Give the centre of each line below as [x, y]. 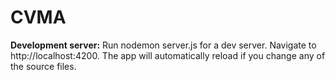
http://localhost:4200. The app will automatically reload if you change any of [168, 55]
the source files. [43, 66]
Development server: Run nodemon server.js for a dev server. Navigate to [163, 45]
